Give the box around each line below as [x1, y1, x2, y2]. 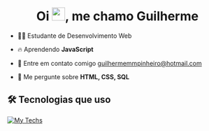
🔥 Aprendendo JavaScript [17, 45, 94, 53]
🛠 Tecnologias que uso [7, 94, 111, 106]
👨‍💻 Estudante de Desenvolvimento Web [17, 32, 132, 40]
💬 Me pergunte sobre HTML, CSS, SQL [17, 72, 130, 81]
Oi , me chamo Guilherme [36, 8, 199, 25]
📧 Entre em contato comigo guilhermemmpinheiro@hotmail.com [17, 59, 203, 67]
